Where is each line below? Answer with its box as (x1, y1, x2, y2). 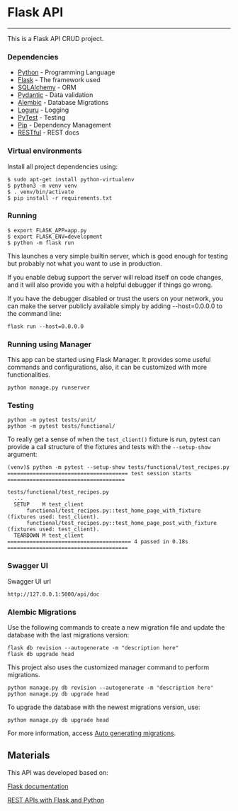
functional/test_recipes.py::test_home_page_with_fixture (25, 507, 201, 514)
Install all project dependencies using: (7, 162, 118, 171)
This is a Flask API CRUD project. (7, 34, 104, 42)
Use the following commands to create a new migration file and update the (7, 623, 225, 632)
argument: (7, 450, 38, 459)
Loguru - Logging (17, 106, 69, 114)
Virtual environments (7, 146, 82, 156)
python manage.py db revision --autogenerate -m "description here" (7, 684, 214, 691)
